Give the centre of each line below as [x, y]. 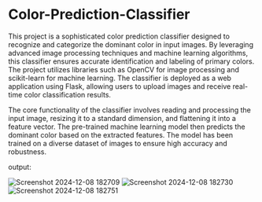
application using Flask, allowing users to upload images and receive [120, 86]
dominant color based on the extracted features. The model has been [121, 134]
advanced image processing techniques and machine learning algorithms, [128, 53]
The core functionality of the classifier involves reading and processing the [130, 110]
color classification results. [68, 94]
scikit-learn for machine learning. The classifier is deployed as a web [120, 78]
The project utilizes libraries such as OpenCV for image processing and [124, 69]
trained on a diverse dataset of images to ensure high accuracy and [118, 143]
